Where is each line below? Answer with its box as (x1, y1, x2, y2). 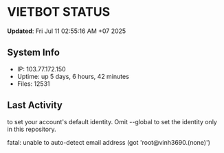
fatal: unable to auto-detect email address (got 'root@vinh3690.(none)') (7, 138, 211, 146)
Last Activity (7, 99, 63, 111)
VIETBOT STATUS (7, 4, 111, 20)
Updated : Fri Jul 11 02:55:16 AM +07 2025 (7, 27, 126, 35)
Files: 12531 (16, 80, 50, 88)
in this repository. (7, 125, 56, 133)
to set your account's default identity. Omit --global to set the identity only (7, 117, 218, 126)
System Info (7, 47, 60, 58)
